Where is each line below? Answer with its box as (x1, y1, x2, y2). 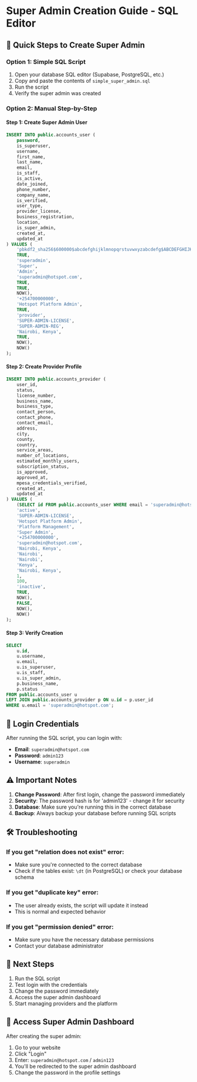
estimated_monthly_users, (16, 458, 80, 464)
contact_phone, (16, 414, 54, 421)
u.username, (16, 654, 46, 659)
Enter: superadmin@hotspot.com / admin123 (14, 1056, 114, 1063)
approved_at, (16, 474, 49, 480)
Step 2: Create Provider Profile (6, 363, 82, 370)
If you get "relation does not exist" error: (6, 848, 124, 856)
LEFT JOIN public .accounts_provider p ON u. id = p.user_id (6, 697, 154, 703)
